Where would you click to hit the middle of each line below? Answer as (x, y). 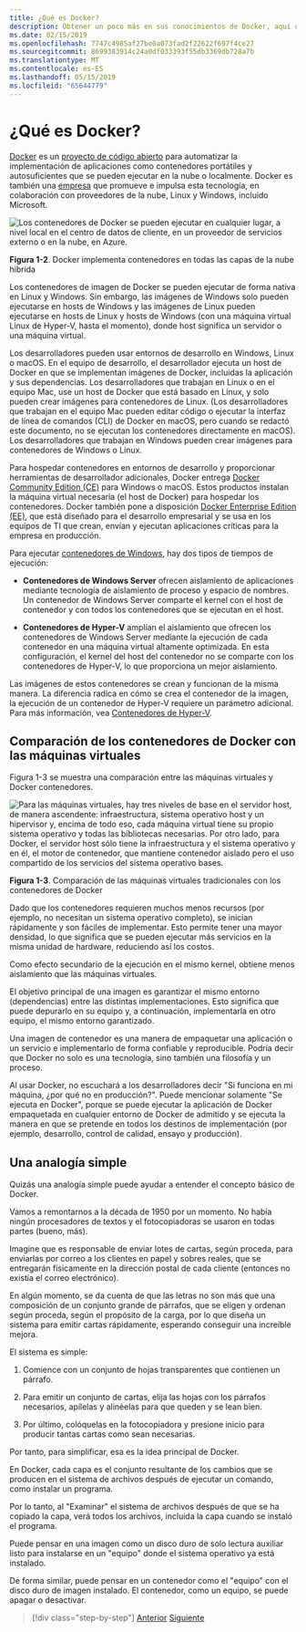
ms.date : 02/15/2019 (49, 35)
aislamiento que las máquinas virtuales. (83, 974)
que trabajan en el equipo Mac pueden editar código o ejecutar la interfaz (148, 411)
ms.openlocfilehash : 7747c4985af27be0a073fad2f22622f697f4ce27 (132, 43)
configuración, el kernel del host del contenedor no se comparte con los (158, 656)
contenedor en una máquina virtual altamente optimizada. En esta (146, 646)
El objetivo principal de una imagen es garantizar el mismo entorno (135, 992)
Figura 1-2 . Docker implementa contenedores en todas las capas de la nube (152, 259)
